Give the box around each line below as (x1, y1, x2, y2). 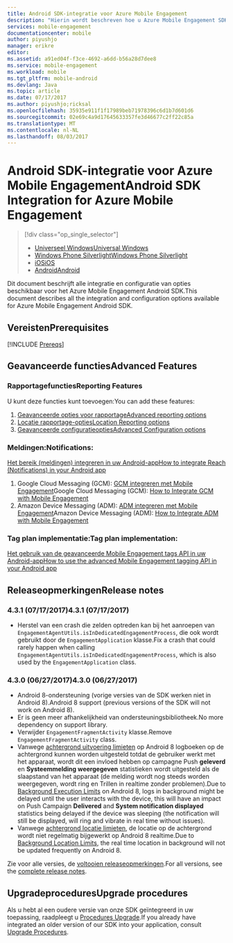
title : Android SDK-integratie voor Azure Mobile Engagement (7, 10, 188, 17)
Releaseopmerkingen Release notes (7, 584, 164, 596)
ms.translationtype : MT (7, 120, 76, 127)
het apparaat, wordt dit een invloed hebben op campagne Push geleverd (17, 757, 226, 766)
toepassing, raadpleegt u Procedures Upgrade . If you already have (7, 913, 196, 921)
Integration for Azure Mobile (7, 193, 173, 209)
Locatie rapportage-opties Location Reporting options (17, 418, 170, 426)
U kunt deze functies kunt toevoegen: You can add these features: (7, 397, 196, 405)
